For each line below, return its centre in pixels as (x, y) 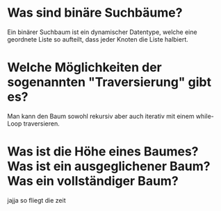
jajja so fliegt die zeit (36, 200)
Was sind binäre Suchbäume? (95, 13)
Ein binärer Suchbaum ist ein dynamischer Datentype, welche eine (102, 32)
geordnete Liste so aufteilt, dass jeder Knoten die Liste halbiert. (98, 39)
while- (205, 116)
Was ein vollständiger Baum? (93, 181)
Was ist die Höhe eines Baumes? (103, 152)
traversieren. (42, 124)
